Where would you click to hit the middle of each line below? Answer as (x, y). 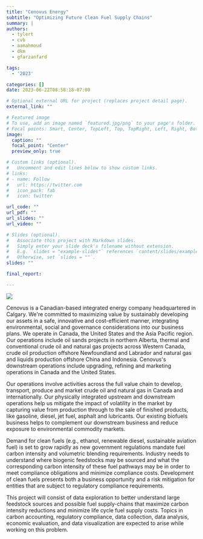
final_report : (24, 274)
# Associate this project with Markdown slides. (71, 240)
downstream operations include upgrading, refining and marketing (89, 365)
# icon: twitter (29, 196)
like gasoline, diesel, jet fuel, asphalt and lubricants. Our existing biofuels (97, 416)
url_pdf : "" (21, 213)
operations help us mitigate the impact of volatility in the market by (89, 403)
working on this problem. (37, 529)
